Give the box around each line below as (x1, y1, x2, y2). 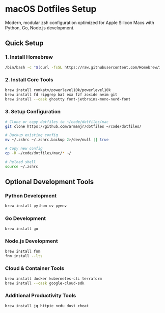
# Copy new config (5, 146, 43, 151)
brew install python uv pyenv (5, 203, 67, 209)
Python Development (5, 193, 57, 199)
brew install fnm (5, 249, 41, 254)
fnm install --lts (5, 253, 43, 258)
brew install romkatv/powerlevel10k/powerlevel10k (5, 87, 111, 93)
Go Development (5, 215, 46, 222)
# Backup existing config (5, 133, 58, 138)
